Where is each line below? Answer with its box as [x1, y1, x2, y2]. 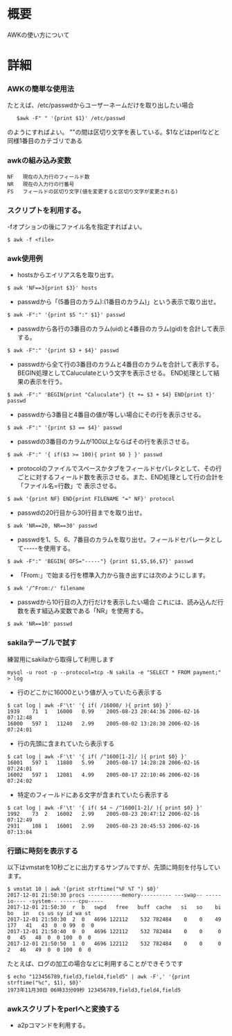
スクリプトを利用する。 [7, 206, 85, 215]
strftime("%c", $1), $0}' [7, 979, 82, 986]
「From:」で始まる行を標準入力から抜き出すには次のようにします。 [17, 571, 209, 580]
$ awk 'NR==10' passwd [7, 621, 73, 628]
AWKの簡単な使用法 [7, 84, 75, 94]
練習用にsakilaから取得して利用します [7, 655, 115, 663]
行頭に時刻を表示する [7, 846, 78, 855]
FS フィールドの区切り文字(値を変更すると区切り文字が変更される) [7, 188, 179, 195]
